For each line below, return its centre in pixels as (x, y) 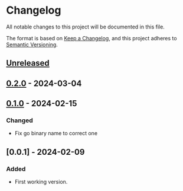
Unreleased (28, 63)
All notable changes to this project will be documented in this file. (86, 27)
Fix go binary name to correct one (56, 133)
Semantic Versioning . (32, 44)
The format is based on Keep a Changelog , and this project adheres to (91, 38)
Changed (20, 120)
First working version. (41, 182)
